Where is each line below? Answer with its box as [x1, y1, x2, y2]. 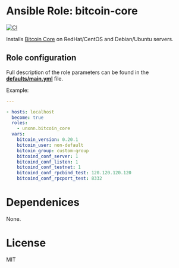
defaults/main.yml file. [6, 75, 64, 82]
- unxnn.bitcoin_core [17, 125, 70, 132]
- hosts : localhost [6, 109, 55, 115]
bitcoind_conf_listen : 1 [17, 159, 78, 165]
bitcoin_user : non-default [17, 142, 84, 148]
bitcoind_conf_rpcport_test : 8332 [17, 175, 102, 181]
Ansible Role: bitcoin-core [6, 4, 138, 18]
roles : [11, 120, 28, 126]
